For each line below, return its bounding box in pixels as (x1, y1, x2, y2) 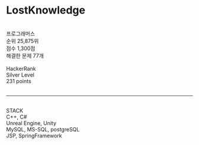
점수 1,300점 (6, 45, 36, 52)
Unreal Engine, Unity (6, 119, 57, 127)
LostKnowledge (6, 4, 86, 17)
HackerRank (6, 65, 37, 72)
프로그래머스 (6, 30, 36, 37)
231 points (6, 77, 31, 84)
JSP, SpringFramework (6, 132, 62, 139)
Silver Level (6, 71, 34, 78)
